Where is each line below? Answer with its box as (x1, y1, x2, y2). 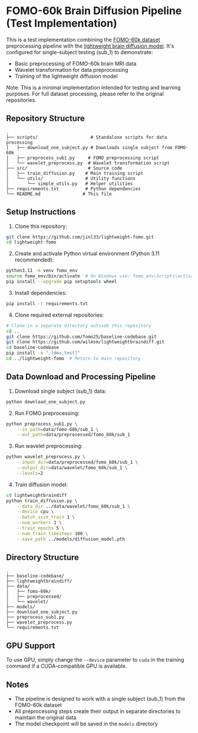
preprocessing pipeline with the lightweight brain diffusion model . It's (6, 42, 174, 49)
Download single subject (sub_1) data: (14, 387, 107, 394)
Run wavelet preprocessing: (14, 443, 83, 450)
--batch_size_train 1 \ (16, 514, 75, 520)
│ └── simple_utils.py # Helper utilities (6, 181, 133, 187)
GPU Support (6, 641, 55, 651)
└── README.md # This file (6, 191, 112, 197)
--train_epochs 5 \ (16, 525, 65, 531)
